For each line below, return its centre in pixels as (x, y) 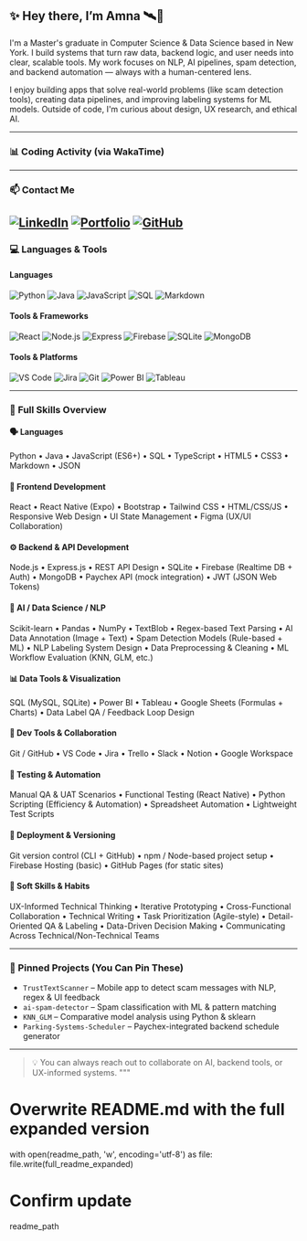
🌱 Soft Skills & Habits (50, 886)
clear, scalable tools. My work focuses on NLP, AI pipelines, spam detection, (153, 62)
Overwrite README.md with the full (147, 1110)
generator (42, 1036)
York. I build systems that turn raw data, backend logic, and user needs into (152, 52)
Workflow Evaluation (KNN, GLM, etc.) (81, 657)
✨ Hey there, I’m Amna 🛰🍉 (87, 16)
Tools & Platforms (44, 357)
